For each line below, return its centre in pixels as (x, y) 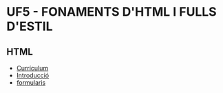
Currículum (32, 68)
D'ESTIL (30, 26)
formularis (31, 82)
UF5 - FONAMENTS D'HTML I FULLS (112, 12)
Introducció (33, 75)
